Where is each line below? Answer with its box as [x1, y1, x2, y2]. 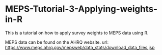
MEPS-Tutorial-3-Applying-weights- [5, 3, 158, 15]
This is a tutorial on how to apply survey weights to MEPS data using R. [5, 30, 149, 36]
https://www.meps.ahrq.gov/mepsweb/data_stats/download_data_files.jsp [5, 44, 155, 50]
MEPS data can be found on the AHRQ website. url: [5, 39, 109, 45]
